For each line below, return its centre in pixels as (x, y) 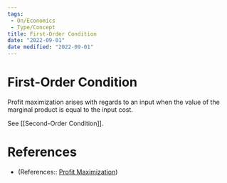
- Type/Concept (33, 27)
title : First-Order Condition (52, 34)
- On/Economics (33, 21)
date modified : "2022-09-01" (51, 47)
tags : (15, 14)
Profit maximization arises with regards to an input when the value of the (114, 102)
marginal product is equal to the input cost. (70, 109)
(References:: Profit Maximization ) (68, 172)
